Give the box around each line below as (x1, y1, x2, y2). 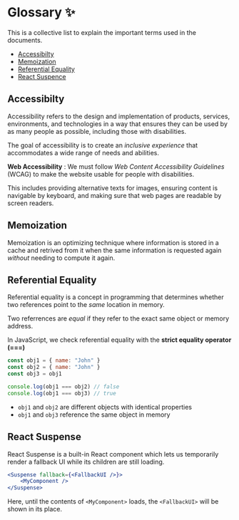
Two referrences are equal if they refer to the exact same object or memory (7, 314, 230, 323)
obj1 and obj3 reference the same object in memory (17, 410, 171, 419)
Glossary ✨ (7, 4, 76, 21)
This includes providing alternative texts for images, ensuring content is (7, 183, 218, 192)
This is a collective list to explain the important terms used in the (7, 28, 196, 36)
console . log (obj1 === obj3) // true (7, 390, 116, 397)
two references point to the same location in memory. (7, 301, 166, 309)
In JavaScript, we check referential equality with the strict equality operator (7, 336, 232, 344)
